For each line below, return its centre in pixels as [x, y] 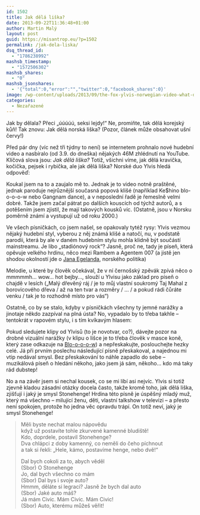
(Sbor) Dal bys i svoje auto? [54, 480]
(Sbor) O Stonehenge [47, 467]
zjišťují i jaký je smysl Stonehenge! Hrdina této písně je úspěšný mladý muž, [99, 393]
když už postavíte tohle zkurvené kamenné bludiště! [85, 430]
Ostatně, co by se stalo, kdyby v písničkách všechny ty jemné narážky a [95, 307]
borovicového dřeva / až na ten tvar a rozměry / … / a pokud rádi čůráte [94, 289]
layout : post [22, 34]
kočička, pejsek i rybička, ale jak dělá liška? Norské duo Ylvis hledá [88, 166]
